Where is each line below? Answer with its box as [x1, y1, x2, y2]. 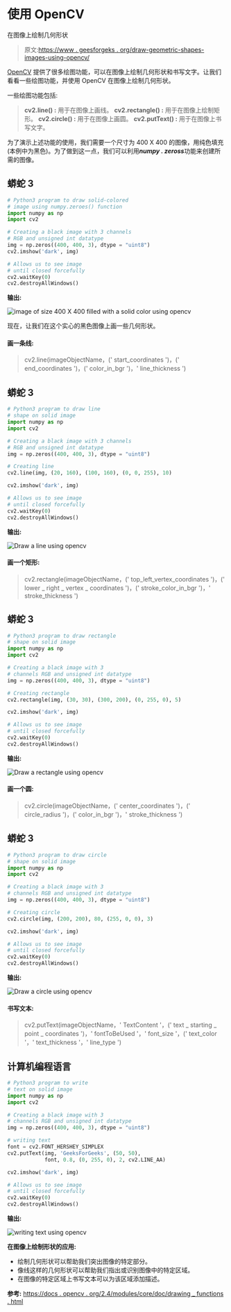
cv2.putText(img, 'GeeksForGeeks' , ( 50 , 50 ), [7, 1149, 141, 1157]
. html [7, 1297, 24, 1306]
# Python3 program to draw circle [7, 851, 108, 858]
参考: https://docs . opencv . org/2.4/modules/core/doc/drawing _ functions [7, 1290, 224, 1298]
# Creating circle [7, 909, 60, 915]
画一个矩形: [7, 558, 40, 567]
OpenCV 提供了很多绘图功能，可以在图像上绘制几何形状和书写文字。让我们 [7, 67, 222, 76]
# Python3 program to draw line [7, 406, 101, 413]
